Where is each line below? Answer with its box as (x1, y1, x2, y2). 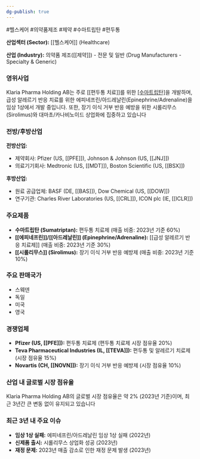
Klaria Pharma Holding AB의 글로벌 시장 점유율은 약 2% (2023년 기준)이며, (6, 393, 184, 400)
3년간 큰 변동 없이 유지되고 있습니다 (12, 401, 96, 408)
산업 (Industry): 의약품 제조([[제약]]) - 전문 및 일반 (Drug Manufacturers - (6, 51, 182, 58)
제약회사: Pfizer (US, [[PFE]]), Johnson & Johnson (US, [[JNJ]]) (14, 155, 170, 162)
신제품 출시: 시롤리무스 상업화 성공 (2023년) (14, 439, 118, 446)
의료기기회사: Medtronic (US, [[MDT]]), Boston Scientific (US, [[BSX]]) (14, 162, 185, 170)
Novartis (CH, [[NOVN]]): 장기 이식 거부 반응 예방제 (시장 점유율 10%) (14, 362, 181, 369)
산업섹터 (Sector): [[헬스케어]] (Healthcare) (6, 38, 110, 45)
